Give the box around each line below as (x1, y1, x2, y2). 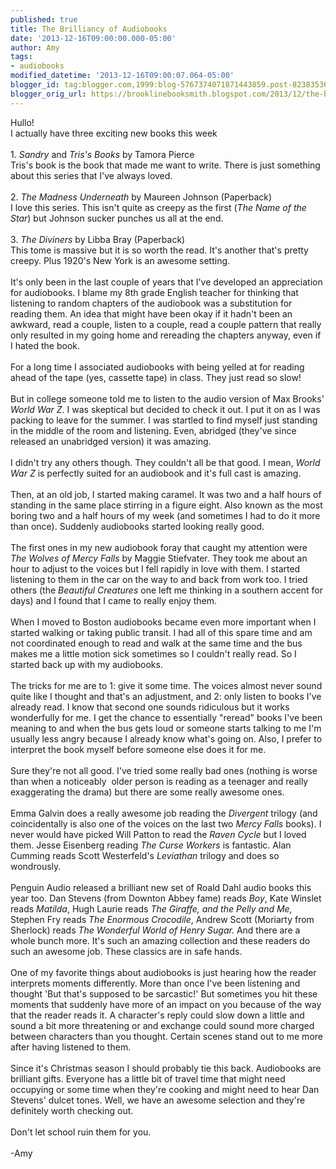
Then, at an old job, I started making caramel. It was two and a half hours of (10, 488, 322, 500)
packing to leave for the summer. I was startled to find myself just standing (10, 414, 318, 426)
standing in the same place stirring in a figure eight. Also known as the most (10, 499, 323, 511)
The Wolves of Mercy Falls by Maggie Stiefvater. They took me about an (10, 552, 308, 564)
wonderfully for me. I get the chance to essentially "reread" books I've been (10, 711, 323, 723)
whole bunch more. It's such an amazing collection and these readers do (10, 934, 311, 946)
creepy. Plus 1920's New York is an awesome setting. (10, 254, 231, 266)
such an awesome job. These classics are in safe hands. (10, 945, 243, 957)
